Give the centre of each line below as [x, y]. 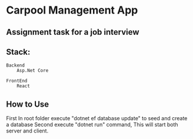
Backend [16, 65]
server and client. [27, 131]
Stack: [18, 52]
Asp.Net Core [33, 71]
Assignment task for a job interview [73, 32]
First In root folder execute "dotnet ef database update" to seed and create [97, 118]
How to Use [28, 104]
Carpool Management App [72, 10]
